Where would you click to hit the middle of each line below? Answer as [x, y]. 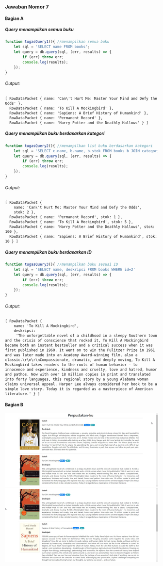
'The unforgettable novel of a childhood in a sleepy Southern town [87, 336]
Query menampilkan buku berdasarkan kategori [55, 133]
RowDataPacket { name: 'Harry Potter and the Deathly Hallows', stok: [82, 227]
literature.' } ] [23, 394]
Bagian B [14, 404]
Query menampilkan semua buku [40, 30]
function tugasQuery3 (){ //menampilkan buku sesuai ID [62, 265]
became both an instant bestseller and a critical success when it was [79, 345]
